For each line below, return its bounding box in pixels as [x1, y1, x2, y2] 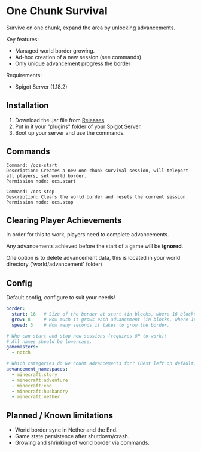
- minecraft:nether [11, 394, 60, 400]
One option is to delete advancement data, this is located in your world [6, 254, 181, 262]
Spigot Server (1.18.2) [14, 83, 68, 90]
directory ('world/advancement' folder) [6, 260, 103, 268]
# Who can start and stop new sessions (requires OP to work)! [6, 333, 167, 339]
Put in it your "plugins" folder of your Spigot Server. [14, 123, 142, 130]
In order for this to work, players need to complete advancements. [6, 231, 169, 238]
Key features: [6, 35, 39, 43]
